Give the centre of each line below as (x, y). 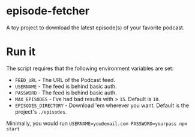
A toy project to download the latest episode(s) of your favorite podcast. (95, 28)
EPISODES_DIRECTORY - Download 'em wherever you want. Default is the (102, 105)
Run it (21, 52)
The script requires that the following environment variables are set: (90, 68)
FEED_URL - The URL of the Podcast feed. (65, 80)
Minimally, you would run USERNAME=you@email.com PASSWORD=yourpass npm (97, 123)
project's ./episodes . (41, 111)
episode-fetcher (48, 11)
